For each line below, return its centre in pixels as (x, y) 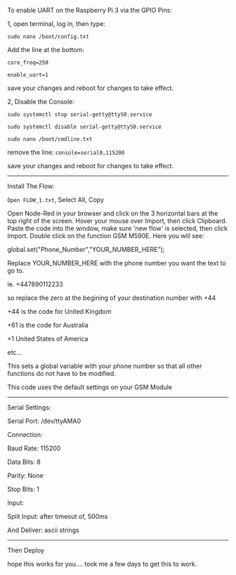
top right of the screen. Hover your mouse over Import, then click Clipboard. (117, 221)
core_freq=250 (28, 63)
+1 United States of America (48, 339)
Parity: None (25, 475)
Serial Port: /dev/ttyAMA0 (44, 421)
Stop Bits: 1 (24, 489)
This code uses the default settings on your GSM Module (90, 387)
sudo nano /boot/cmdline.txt (50, 139)
